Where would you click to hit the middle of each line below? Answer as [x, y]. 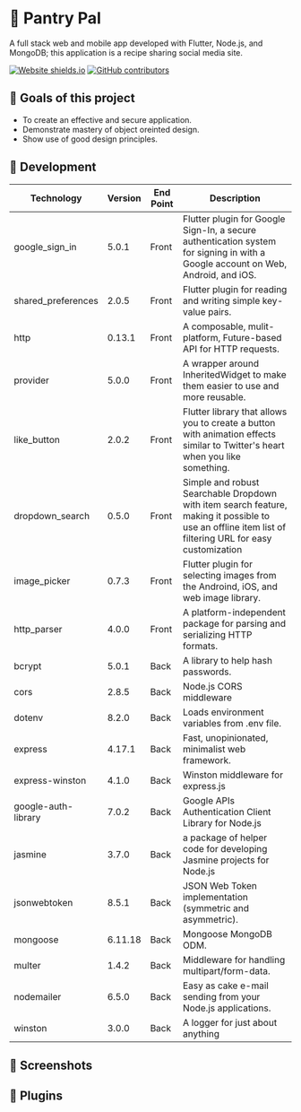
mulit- [261, 326]
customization [212, 549]
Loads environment [223, 712]
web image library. [222, 597]
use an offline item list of [234, 526]
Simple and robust [221, 482]
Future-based [252, 337]
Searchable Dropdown [230, 493]
